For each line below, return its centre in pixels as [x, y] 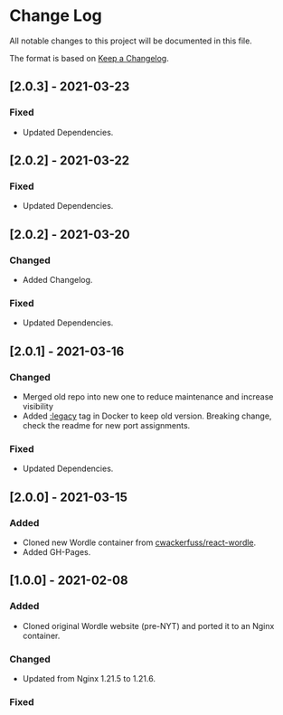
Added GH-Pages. [57, 551]
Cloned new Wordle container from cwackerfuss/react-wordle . [139, 542]
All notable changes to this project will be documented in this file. [131, 41]
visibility [38, 406]
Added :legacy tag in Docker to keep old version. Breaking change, [147, 416]
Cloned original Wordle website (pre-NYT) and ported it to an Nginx [148, 626]
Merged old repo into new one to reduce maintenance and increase [148, 396]
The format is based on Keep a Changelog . [89, 58]
